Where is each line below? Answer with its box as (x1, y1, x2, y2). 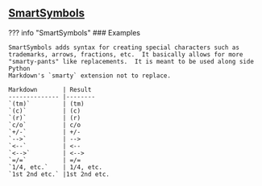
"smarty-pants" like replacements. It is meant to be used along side (8, 57, 254, 65)
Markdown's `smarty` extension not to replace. (8, 72, 172, 80)
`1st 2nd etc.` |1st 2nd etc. (8, 170, 110, 178)
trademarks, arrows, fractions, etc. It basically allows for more (8, 50, 243, 59)
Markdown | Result (8, 85, 92, 93)
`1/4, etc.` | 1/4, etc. (8, 163, 103, 172)
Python (8, 64, 31, 72)
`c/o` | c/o (8, 121, 81, 129)
